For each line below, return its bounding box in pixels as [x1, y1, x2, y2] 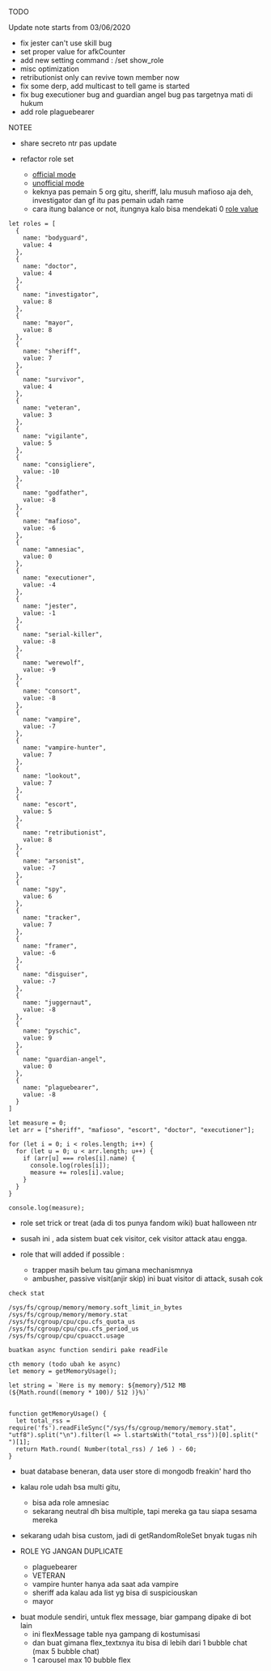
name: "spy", [23, 885, 67, 893]
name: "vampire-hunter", [23, 744, 107, 752]
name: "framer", [23, 942, 78, 950]
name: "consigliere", [23, 460, 95, 469]
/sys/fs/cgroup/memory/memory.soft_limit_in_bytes [8, 1304, 183, 1312]
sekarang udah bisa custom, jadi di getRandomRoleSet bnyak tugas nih [19, 1531, 257, 1540]
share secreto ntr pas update [19, 138, 117, 148]
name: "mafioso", [23, 517, 82, 525]
